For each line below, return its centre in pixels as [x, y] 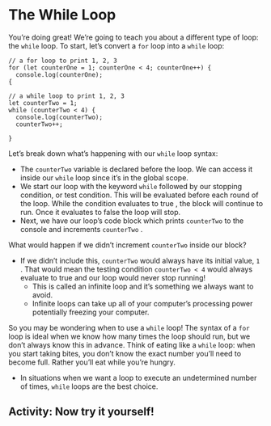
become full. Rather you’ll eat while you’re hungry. [92, 362]
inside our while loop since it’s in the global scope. [104, 177]
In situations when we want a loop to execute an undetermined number [138, 377]
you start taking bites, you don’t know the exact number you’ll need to [125, 353]
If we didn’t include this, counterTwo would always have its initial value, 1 [140, 260]
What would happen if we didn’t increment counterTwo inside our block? [127, 245]
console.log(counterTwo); [59, 117]
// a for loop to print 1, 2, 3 [63, 61]
